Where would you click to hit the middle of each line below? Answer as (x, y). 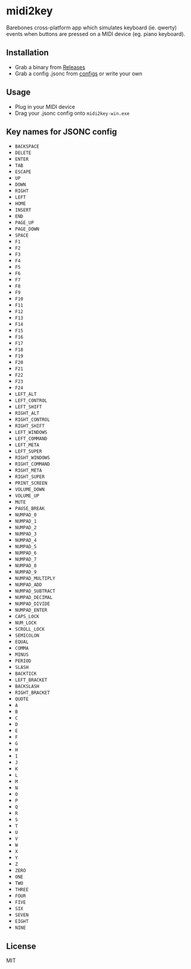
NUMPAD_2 (26, 528)
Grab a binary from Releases (50, 67)
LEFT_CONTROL (31, 401)
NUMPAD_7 (26, 560)
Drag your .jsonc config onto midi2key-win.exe (72, 113)
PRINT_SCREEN (31, 483)
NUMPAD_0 (26, 515)
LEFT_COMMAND (31, 439)
